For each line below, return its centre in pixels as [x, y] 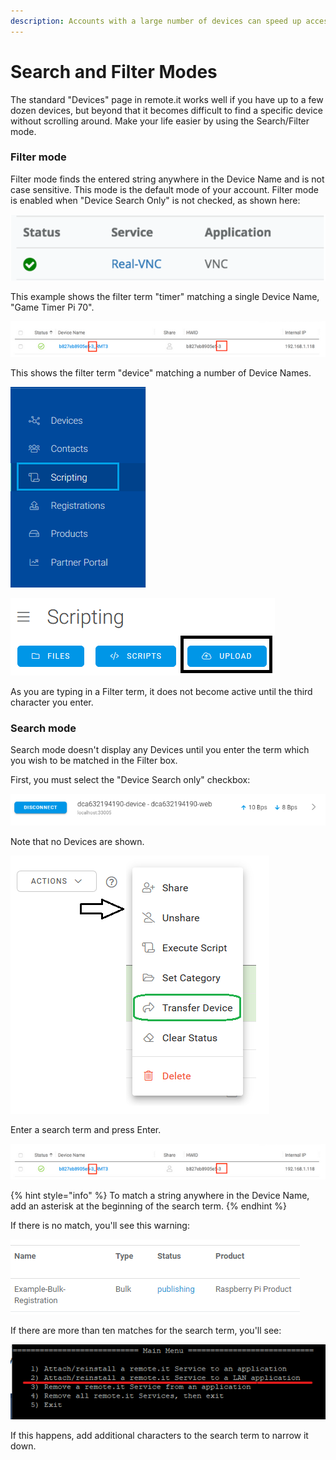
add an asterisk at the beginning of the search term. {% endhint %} [148, 1206]
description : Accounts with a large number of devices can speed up [156, 21]
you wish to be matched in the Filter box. [94, 761]
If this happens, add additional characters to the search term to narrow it [159, 1435]
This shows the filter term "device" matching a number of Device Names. [161, 373]
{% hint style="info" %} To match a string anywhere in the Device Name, [160, 1196]
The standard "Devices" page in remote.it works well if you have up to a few [167, 99]
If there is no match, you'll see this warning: [100, 1226]
